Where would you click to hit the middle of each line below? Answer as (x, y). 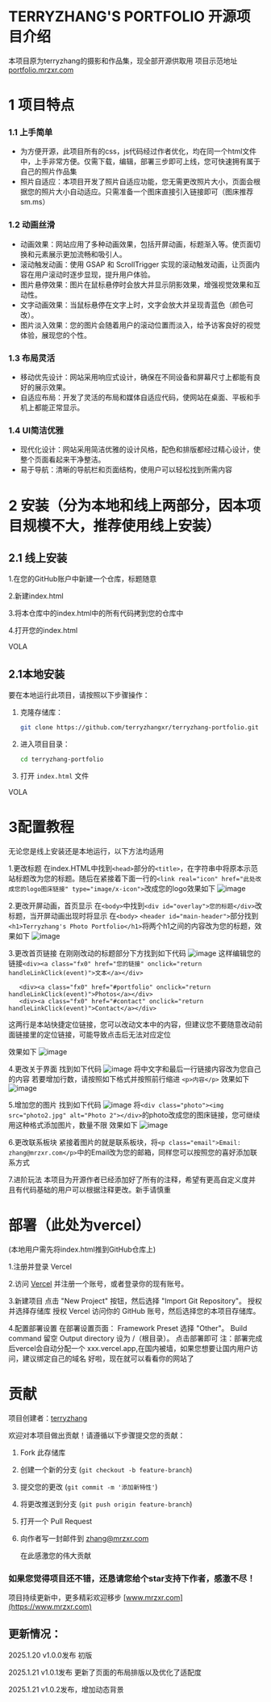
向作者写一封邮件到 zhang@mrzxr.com (84, 1538)
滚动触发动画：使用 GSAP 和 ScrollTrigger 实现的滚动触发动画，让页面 (136, 264)
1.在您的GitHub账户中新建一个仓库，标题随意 (83, 579)
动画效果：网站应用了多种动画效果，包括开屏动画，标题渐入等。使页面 (137, 244)
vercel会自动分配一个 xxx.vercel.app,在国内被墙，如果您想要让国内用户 (133, 1348)
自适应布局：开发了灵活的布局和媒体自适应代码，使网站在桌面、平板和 (137, 398)
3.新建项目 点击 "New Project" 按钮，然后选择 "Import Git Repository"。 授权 (135, 1301)
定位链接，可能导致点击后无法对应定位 (107, 1034)
